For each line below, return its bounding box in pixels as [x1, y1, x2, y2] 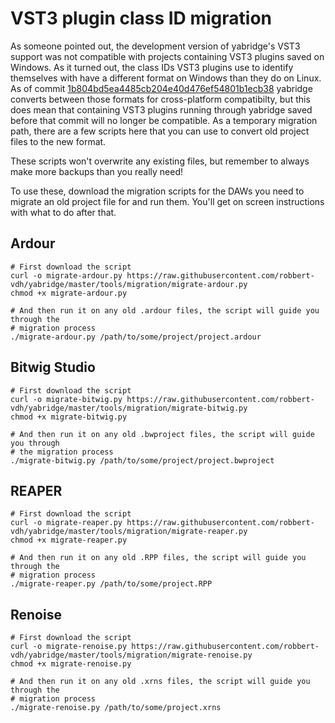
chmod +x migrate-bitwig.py [10, 412, 128, 422]
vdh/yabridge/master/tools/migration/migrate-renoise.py [10, 650, 253, 661]
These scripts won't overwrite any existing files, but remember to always [10, 155, 310, 167]
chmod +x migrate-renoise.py [10, 659, 132, 669]
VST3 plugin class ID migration [10, 7, 273, 30]
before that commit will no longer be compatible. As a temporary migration [10, 114, 318, 126]
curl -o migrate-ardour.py [10, 270, 123, 281]
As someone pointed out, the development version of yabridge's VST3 [10, 40, 301, 52]
